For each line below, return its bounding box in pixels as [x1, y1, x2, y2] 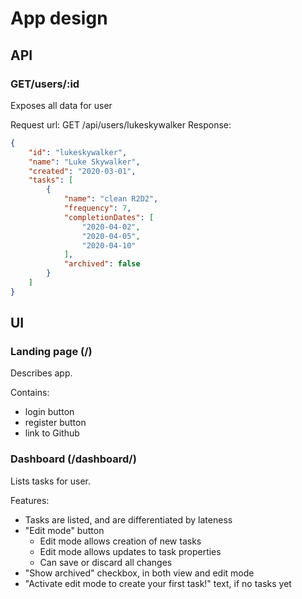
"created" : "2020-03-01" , [28, 166, 137, 176]
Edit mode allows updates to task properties [39, 545, 222, 557]
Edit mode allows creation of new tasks [39, 535, 202, 547]
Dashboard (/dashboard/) [10, 452, 137, 466]
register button [24, 417, 87, 429]
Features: [10, 494, 50, 506]
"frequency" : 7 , [63, 203, 132, 213]
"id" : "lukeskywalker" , [28, 147, 128, 157]
